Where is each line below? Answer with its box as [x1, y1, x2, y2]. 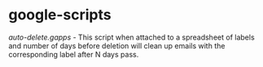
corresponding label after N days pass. [8, 49, 139, 59]
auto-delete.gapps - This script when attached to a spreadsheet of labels [8, 32, 255, 42]
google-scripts [8, 6, 112, 24]
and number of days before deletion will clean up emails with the [8, 40, 226, 50]
